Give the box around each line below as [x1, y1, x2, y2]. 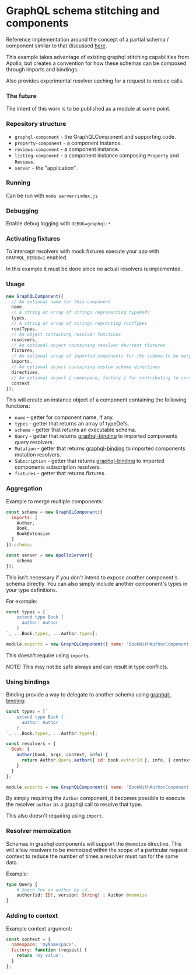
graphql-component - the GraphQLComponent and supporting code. [14, 133, 176, 140]
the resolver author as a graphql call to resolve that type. [6, 801, 143, 808]
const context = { [6, 936, 51, 942]
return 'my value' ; [16, 953, 64, 959]
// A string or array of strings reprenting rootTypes [11, 321, 148, 327]
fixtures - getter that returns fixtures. [14, 470, 106, 477]
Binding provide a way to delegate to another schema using [6, 691, 149, 698]
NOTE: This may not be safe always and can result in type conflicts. [6, 663, 169, 670]
